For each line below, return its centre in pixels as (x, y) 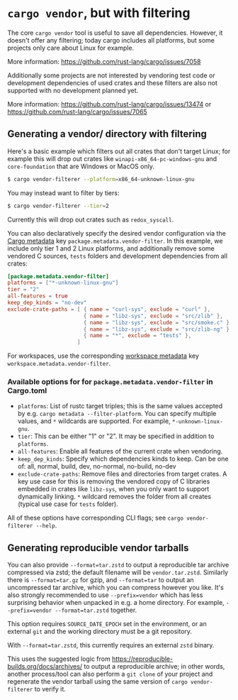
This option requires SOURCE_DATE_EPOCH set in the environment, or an (107, 624)
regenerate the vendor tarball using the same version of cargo (97, 682)
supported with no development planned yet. (73, 90)
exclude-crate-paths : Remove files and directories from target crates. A (122, 474)
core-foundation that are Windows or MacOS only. (81, 166)
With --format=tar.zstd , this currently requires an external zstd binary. (111, 645)
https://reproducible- (143, 659)
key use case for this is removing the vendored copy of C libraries (114, 481)
